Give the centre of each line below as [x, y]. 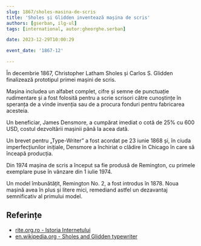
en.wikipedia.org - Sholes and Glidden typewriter [76, 236]
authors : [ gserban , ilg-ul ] [42, 23]
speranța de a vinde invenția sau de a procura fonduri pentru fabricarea [95, 104]
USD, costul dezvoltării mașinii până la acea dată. [68, 129]
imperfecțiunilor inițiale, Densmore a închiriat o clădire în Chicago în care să [100, 147]
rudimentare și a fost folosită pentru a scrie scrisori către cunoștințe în [94, 98]
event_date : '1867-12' [35, 51]
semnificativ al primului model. [44, 196]
